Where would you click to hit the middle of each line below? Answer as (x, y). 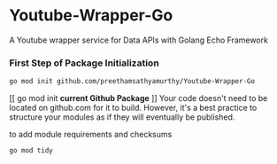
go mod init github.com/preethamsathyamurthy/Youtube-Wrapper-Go (132, 82)
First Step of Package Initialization (84, 63)
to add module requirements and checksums (91, 135)
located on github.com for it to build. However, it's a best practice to (133, 108)
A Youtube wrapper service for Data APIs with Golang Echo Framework (138, 40)
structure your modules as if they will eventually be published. (122, 117)
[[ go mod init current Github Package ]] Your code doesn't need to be (138, 98)
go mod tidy (31, 151)
